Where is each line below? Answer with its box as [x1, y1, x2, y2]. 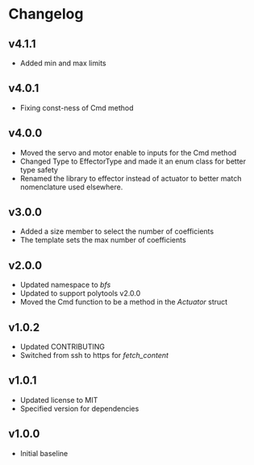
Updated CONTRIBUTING [19, 342, 105, 351]
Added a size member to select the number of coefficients [19, 226, 214, 236]
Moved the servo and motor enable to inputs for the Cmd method [19, 147, 237, 157]
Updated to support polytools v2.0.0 [19, 289, 141, 298]
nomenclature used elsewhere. [19, 182, 123, 192]
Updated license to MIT [19, 395, 98, 405]
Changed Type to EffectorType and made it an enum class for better [19, 156, 247, 166]
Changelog [8, 5, 84, 23]
